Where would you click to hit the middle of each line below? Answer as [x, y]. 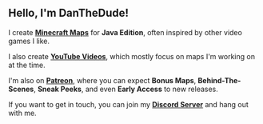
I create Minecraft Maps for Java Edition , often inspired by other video [125, 32]
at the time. [27, 65]
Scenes [21, 89]
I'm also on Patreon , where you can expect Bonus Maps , [102, 80]
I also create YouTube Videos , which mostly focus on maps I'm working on [132, 56]
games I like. [29, 41]
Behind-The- [219, 80]
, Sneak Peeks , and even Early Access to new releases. [126, 89]
